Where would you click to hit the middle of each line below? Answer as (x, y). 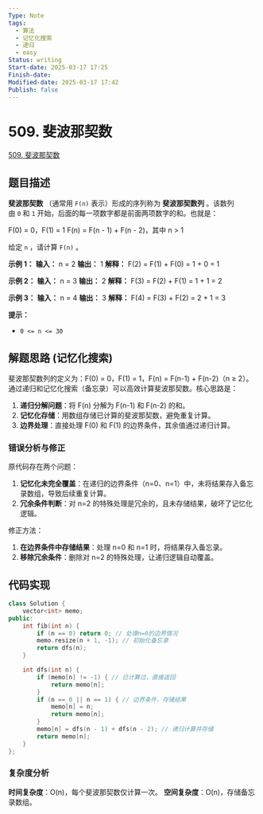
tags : (17, 23)
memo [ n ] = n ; (72, 707)
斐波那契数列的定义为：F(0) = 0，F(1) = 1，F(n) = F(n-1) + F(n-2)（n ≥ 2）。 (131, 378)
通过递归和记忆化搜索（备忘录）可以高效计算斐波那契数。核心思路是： (123, 388)
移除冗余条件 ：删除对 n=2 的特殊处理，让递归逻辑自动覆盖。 (119, 558)
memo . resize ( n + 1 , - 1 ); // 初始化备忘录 (103, 641)
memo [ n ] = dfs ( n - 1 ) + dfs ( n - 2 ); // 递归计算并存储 (125, 730)
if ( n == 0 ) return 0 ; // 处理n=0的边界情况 (108, 633)
